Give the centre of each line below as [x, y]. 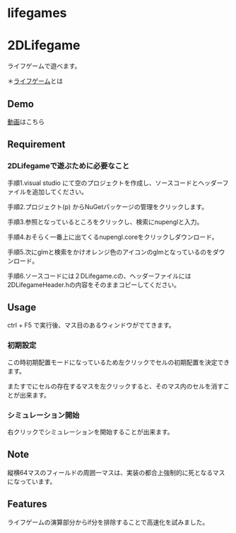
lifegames [37, 13]
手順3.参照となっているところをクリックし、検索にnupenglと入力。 [105, 222]
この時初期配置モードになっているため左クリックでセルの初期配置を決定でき [119, 362]
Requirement [36, 144]
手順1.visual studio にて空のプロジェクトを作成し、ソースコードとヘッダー [115, 183]
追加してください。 [60, 191]
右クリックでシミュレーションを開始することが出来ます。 [91, 432]
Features [27, 504]
